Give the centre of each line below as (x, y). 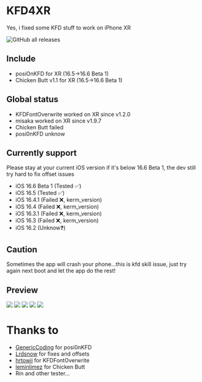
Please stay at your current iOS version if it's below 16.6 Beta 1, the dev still (101, 168)
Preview (22, 290)
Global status (32, 100)
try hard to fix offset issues (41, 174)
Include (21, 59)
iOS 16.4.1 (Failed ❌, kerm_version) (59, 200)
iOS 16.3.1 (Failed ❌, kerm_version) (59, 214)
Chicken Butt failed (39, 127)
